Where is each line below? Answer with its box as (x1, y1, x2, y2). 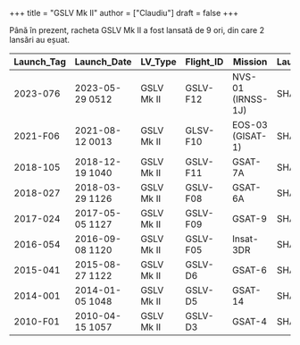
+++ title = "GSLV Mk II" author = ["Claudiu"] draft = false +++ (9, 8, 239, 18)
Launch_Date (74, 55, 132, 68)
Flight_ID (185, 55, 224, 68)
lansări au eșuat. (9, 35, 70, 45)
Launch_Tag (13, 55, 67, 68)
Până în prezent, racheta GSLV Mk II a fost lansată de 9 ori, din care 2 (9, 25, 265, 35)
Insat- (231, 232, 259, 245)
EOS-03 (231, 119, 268, 130)
